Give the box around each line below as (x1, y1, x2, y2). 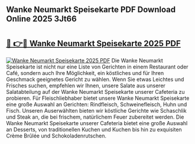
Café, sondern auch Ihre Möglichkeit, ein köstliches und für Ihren (6, 70, 164, 76)
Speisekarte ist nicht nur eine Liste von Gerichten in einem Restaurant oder (6, 63, 188, 70)
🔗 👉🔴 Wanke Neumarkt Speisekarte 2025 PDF (6, 38, 181, 48)
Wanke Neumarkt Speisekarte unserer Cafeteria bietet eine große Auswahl (6, 120, 188, 126)
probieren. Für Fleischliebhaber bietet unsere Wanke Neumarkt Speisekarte (6, 94, 190, 102)
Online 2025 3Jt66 (6, 14, 77, 24)
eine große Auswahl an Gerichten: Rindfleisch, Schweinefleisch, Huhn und (6, 101, 187, 108)
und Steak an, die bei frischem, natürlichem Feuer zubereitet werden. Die (6, 113, 184, 120)
